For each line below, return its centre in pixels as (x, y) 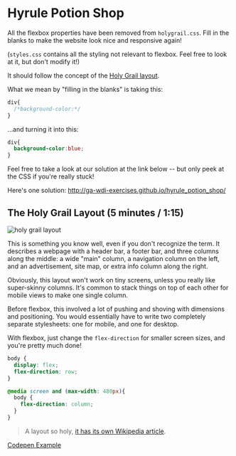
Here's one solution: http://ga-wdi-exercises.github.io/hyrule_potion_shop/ (117, 191)
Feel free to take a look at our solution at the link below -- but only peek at (116, 169)
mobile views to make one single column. (68, 295)
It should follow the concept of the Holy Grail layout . (84, 75)
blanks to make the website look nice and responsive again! (95, 40)
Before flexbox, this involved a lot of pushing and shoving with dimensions (116, 309)
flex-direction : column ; (57, 404)
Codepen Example (34, 445)
